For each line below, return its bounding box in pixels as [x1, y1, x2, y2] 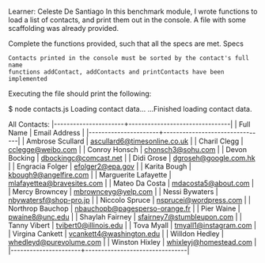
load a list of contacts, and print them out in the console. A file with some [8, 15, 247, 25]
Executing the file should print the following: [8, 89, 152, 98]
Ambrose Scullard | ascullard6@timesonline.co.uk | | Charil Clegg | [26, 136, 244, 146]
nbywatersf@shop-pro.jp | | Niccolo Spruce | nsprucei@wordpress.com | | [8, 196, 252, 204]
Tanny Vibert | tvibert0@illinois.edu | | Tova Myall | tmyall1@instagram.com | [8, 221, 257, 230]
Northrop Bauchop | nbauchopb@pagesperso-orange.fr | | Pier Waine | [8, 204, 240, 213]
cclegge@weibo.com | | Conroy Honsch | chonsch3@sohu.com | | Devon [8, 145, 248, 154]
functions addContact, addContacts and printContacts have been [8, 68, 225, 76]
